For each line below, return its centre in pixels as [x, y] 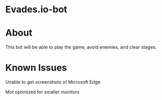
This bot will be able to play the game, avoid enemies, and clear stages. [81, 47]
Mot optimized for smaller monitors [42, 92]
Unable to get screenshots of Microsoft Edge [53, 82]
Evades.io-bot [37, 9]
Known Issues [36, 68]
